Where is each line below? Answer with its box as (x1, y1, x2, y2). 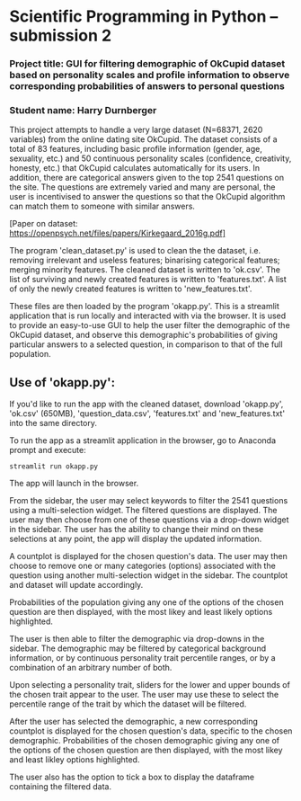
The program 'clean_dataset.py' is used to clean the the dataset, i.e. (9, 245, 261, 256)
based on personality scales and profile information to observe (9, 69, 290, 82)
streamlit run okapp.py (9, 462, 99, 471)
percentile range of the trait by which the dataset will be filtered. (9, 699, 247, 709)
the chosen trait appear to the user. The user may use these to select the (9, 690, 279, 700)
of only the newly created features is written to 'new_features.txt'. (9, 283, 252, 294)
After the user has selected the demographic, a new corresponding (9, 716, 259, 727)
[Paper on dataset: (9, 218, 78, 229)
